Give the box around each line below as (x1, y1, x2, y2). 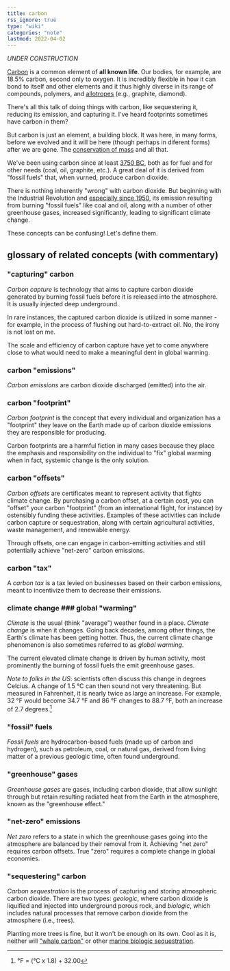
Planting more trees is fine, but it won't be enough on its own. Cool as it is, (7, 930, 217, 938)
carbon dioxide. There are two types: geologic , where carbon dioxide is (7, 894, 209, 903)
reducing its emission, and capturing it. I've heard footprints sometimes (7, 111, 208, 119)
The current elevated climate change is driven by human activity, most (7, 654, 205, 663)
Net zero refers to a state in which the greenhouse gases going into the (7, 832, 208, 841)
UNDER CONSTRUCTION (7, 54, 79, 62)
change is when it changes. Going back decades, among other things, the (7, 626, 216, 635)
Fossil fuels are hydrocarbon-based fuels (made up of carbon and (7, 738, 194, 746)
